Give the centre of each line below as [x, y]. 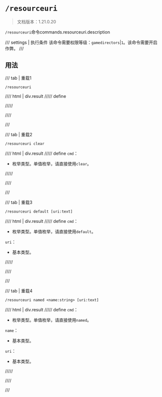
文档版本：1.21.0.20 [36, 21]
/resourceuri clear [25, 144]
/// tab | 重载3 [19, 202]
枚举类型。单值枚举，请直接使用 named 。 [52, 320]
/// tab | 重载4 [19, 290]
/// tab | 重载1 [18, 78]
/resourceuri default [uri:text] [39, 211]
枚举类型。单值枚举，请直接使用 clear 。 [52, 163]
